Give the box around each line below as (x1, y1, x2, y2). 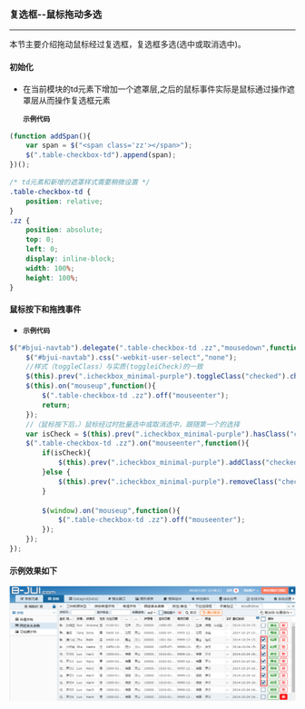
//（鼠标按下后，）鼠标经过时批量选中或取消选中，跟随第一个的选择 (25, 419, 241, 428)
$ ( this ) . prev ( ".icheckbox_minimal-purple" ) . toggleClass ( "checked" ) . (25, 372, 290, 381)
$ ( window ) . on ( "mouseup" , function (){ (42, 506, 181, 515)
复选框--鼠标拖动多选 (9, 7, 103, 20)
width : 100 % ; (25, 263, 75, 273)
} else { (42, 468, 71, 478)
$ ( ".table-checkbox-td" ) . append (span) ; (25, 151, 177, 160)
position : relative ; (25, 197, 103, 206)
